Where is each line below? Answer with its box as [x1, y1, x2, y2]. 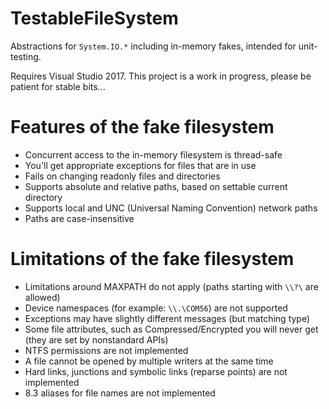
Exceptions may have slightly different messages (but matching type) [24, 312, 311, 324]
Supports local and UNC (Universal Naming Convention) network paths [24, 202, 318, 214]
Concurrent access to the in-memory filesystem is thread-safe [24, 148, 283, 161]
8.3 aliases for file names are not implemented [24, 387, 216, 399]
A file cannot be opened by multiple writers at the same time [24, 355, 274, 367]
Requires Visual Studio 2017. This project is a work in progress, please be [10, 70, 312, 82]
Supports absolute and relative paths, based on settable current [24, 180, 288, 192]
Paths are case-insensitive [24, 212, 135, 224]
